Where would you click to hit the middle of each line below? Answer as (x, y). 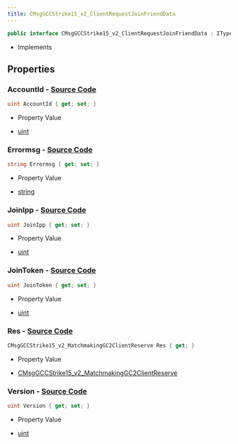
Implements (35, 47)
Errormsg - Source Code (50, 150)
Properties (31, 69)
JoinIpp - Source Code (47, 210)
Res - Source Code (40, 331)
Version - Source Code (47, 391)
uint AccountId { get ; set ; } (52, 104)
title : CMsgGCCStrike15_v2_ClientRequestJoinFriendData (91, 14)
